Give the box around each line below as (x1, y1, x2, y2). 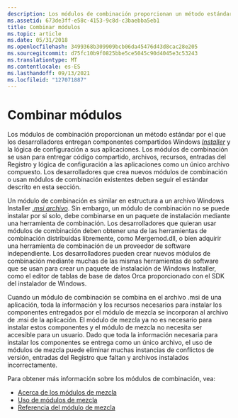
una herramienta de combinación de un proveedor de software (7, 242, 191, 250)
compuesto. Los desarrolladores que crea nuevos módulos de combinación (7, 168, 228, 176)
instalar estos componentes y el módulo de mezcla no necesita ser (7, 323, 203, 332)
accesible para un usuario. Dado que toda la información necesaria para (7, 331, 218, 339)
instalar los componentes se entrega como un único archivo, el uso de (7, 338, 212, 347)
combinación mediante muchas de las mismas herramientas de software (7, 256, 220, 266)
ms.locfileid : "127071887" (7, 76, 87, 84)
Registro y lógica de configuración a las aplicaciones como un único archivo (7, 160, 230, 169)
